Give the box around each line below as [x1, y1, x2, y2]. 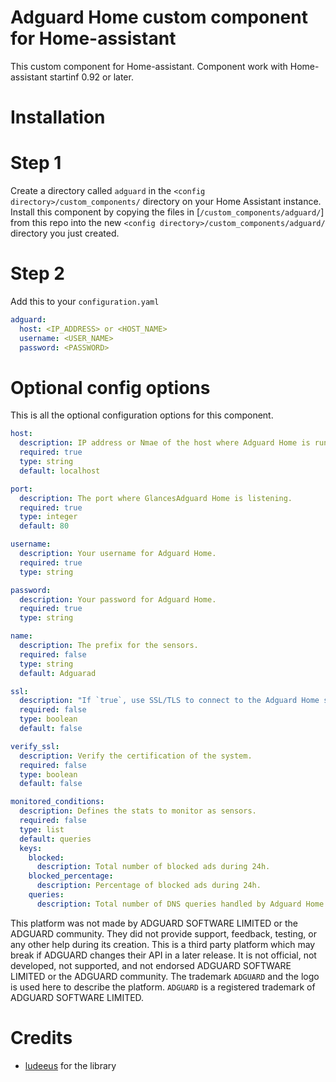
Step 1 [10, 152, 62, 175]
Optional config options [10, 376, 211, 399]
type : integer [19, 512, 78, 522]
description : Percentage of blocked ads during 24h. [36, 881, 262, 891]
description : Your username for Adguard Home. [19, 549, 217, 559]
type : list [19, 824, 65, 835]
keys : [19, 843, 43, 853]
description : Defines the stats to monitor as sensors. [19, 806, 257, 816]
